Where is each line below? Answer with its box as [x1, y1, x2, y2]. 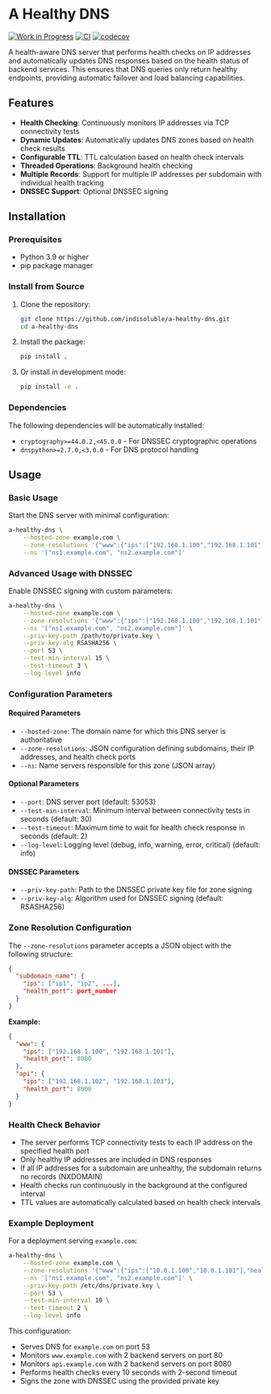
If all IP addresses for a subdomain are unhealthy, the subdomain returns [19, 1163, 262, 1173]
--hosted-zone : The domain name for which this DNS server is [19, 726, 227, 735]
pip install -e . [19, 383, 79, 391]
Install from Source [8, 281, 85, 292]
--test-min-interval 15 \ [23, 655, 110, 663]
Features [8, 96, 54, 110]
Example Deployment [8, 1217, 94, 1229]
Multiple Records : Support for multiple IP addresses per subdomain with [19, 169, 262, 178]
